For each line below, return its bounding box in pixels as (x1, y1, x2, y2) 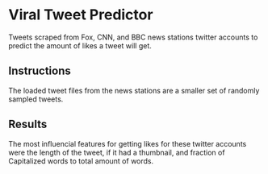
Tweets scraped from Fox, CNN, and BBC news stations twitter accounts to (8, 32, 258, 42)
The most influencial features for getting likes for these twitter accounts (8, 139, 247, 148)
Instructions (8, 64, 71, 78)
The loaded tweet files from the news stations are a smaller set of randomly (8, 85, 260, 95)
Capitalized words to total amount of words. (8, 155, 154, 166)
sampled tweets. (8, 94, 64, 104)
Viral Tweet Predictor (8, 6, 153, 24)
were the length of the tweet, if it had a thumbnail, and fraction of (8, 147, 225, 157)
